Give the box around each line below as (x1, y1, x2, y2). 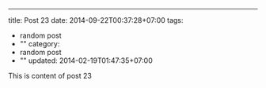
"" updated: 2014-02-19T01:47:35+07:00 (19, 56, 153, 65)
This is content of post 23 (8, 71, 93, 80)
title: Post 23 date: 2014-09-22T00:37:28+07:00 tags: (8, 16, 184, 24)
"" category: (19, 39, 60, 48)
